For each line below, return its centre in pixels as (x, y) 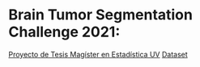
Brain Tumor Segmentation (100, 15)
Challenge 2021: (64, 32)
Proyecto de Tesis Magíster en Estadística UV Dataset (98, 54)
